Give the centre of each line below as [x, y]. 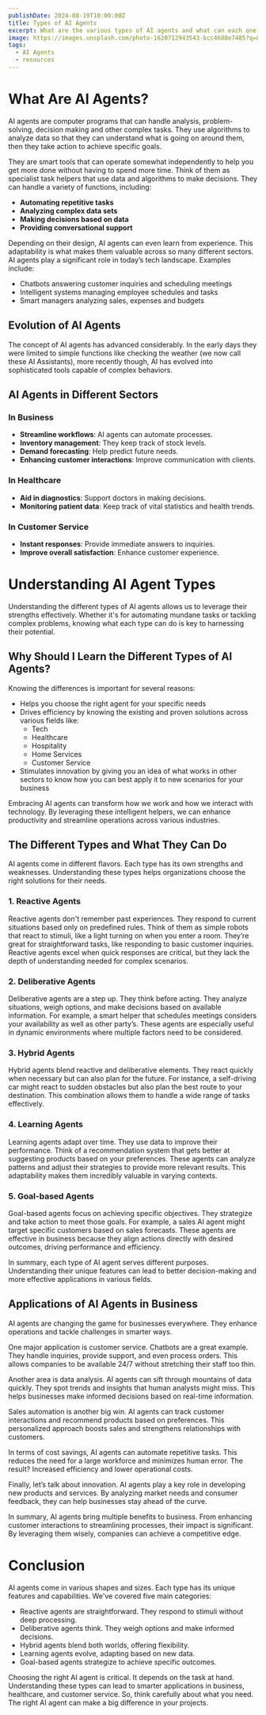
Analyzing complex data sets [68, 210]
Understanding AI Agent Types [112, 585]
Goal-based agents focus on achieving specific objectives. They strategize [130, 1213]
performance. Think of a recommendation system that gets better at [119, 1150]
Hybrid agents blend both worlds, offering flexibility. [104, 1645]
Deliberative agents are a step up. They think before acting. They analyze [128, 999]
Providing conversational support [76, 228]
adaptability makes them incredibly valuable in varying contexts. [113, 1176]
